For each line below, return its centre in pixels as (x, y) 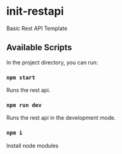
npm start (21, 77)
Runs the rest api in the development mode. (61, 118)
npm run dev (24, 105)
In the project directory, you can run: (52, 62)
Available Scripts (39, 48)
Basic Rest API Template (37, 28)
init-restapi (35, 11)
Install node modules (33, 145)
